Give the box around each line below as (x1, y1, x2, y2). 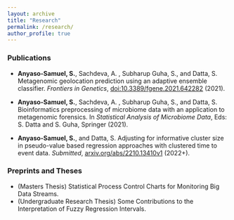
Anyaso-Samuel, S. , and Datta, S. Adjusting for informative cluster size (17, 134, 224, 142)
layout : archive (7, 10, 55, 18)
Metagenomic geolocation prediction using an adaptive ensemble (17, 77, 207, 85)
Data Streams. (17, 189, 59, 198)
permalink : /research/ (7, 23, 74, 30)
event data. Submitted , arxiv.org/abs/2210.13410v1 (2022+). (17, 148, 190, 157)
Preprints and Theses (7, 166, 82, 176)
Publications (7, 53, 51, 63)
